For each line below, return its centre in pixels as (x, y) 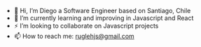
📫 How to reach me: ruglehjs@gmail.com (74, 36)
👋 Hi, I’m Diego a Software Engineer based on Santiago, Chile (102, 11)
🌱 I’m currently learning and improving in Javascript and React (104, 18)
